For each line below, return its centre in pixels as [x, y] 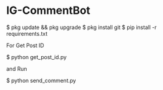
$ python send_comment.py [41, 80]
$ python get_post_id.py [36, 57]
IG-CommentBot [48, 11]
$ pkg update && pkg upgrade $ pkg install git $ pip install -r [81, 27]
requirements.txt [27, 33]
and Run [17, 69]
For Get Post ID [25, 45]
